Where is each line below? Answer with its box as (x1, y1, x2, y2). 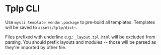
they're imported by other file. (5, 44, 67, 50)
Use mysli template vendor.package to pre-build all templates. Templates (5, 19, 156, 25)
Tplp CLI (5, 3, 40, 14)
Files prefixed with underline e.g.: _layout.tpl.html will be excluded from (5, 34, 156, 40)
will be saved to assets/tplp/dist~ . (5, 24, 78, 30)
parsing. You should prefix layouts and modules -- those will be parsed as (5, 39, 157, 45)
